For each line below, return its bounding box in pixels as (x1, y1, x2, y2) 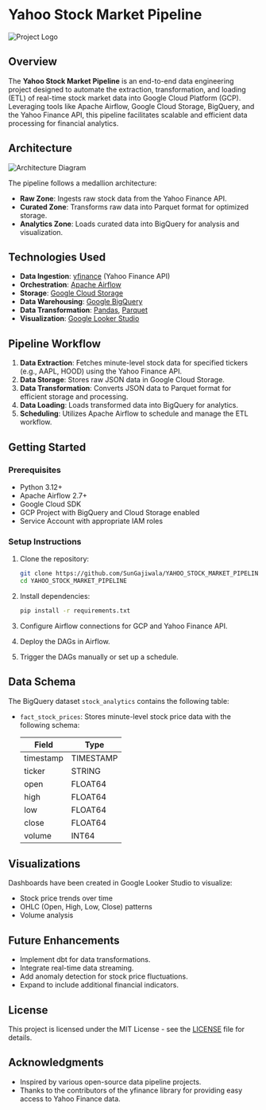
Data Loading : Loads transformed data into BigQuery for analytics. (19, 401, 238, 410)
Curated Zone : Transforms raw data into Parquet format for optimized (19, 201, 249, 212)
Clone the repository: (19, 554, 90, 564)
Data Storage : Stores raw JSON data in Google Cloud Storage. (19, 375, 225, 385)
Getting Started (8, 440, 87, 454)
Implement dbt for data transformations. (19, 955, 151, 964)
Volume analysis (19, 910, 74, 920)
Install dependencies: (19, 591, 91, 600)
